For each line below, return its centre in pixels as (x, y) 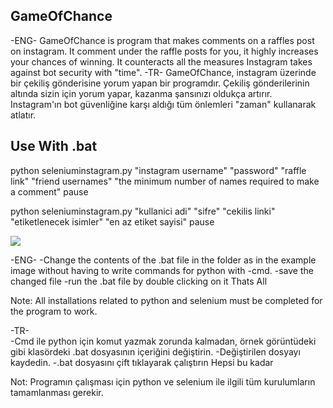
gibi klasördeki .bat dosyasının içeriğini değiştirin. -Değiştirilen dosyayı (155, 351)
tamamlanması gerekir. (57, 392)
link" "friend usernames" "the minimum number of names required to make (165, 181)
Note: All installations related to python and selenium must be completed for (166, 300)
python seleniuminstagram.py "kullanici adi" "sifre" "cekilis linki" (143, 211)
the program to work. (54, 311)
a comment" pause (49, 191)
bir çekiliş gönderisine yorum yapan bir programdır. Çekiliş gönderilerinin (160, 83)
